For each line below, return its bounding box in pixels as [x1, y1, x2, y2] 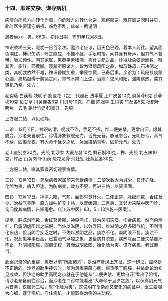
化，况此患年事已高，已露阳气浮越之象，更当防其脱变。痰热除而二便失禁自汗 [5, 236, 163, 242]
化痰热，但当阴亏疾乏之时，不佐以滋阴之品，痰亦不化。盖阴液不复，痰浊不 [5, 229, 158, 236]
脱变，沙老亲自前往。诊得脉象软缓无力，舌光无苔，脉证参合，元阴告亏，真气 [5, 133, 163, 139]
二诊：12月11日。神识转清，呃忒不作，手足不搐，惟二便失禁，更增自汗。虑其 [5, 126, 162, 132]
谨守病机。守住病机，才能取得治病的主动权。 [22, 290, 115, 296]
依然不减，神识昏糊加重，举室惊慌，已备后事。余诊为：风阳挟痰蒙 [26, 69, 163, 76]
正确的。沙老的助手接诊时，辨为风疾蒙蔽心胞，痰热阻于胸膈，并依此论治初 [9, 265, 163, 271]
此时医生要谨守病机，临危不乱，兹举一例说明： [5, 23, 101, 29]
